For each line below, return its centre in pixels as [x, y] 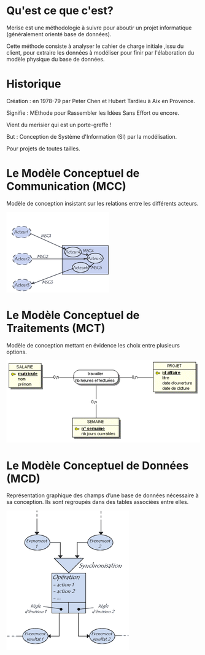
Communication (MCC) [67, 186]
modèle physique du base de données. [56, 59]
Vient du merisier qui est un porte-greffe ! [59, 125]
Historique [34, 84]
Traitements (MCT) [56, 328]
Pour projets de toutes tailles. [44, 149]
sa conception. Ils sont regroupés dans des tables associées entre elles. [98, 502]
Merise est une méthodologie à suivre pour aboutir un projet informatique [99, 28]
